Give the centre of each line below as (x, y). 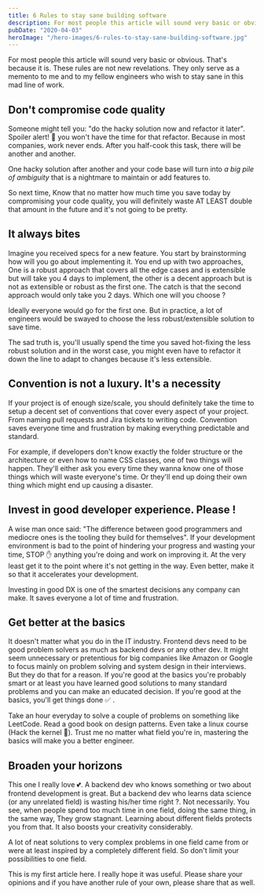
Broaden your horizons (66, 765)
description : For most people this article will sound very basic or (125, 23)
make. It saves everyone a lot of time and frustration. (93, 598)
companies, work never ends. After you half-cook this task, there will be (125, 146)
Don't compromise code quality (87, 110)
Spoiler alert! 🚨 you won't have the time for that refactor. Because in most (127, 137)
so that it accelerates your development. (73, 574)
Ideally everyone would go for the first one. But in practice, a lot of (115, 310)
